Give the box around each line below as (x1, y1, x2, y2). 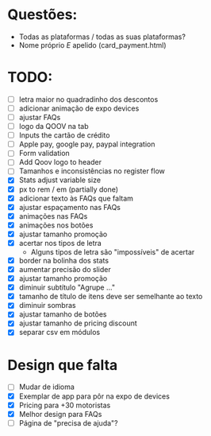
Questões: (7, 6, 78, 24)
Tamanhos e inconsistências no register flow (18, 166, 166, 176)
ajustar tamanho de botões (18, 309, 107, 319)
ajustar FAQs (18, 113, 61, 122)
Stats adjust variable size (18, 175, 101, 185)
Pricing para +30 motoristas (18, 400, 111, 410)
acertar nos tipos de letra (18, 238, 102, 247)
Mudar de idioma (18, 382, 75, 391)
